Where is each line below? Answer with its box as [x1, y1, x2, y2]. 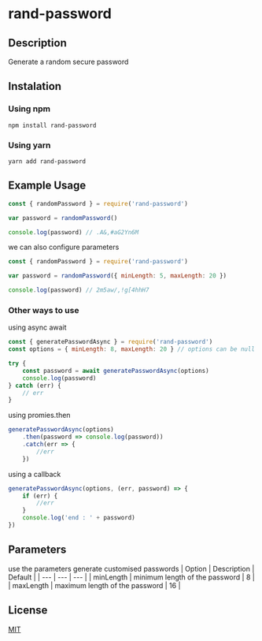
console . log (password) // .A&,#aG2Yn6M [8, 228, 139, 237]
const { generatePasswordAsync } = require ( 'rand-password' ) [8, 338, 213, 346]
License [8, 604, 48, 617]
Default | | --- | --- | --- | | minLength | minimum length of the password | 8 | [8, 572, 256, 582]
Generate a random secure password [8, 57, 129, 66]
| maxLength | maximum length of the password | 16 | [8, 580, 181, 590]
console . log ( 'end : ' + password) [22, 514, 135, 522]
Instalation [8, 80, 61, 93]
